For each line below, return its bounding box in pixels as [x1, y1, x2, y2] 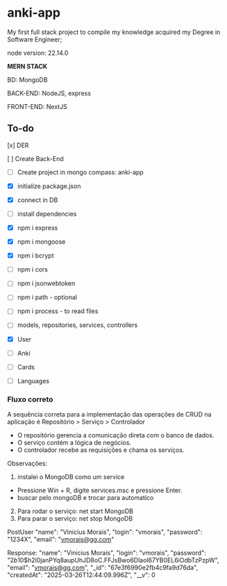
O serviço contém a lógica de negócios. [17, 439, 132, 447]
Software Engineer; [7, 35, 62, 43]
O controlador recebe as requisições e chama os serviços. [17, 446, 185, 454]
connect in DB [17, 196, 58, 204]
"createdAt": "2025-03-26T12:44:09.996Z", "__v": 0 [7, 571, 156, 579]
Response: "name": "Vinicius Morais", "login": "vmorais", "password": [7, 549, 206, 557]
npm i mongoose [17, 237, 66, 246]
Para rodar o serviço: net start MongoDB [17, 507, 134, 515]
